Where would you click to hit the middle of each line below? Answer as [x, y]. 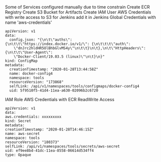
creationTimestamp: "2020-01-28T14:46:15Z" [50, 130]
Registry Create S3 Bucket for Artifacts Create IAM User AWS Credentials [78, 12]
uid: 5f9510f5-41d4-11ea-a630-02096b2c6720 [54, 90]
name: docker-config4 [31, 74]
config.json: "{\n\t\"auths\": [41, 40]
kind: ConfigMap [21, 61]
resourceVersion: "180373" [32, 142]
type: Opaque [18, 155]
